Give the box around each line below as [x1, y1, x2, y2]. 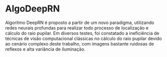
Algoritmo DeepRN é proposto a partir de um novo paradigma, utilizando [5, 19, 154, 25]
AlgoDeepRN [5, 3, 60, 14]
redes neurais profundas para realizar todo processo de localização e [5, 24, 149, 30]
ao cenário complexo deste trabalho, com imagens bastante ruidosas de [5, 40, 154, 46]
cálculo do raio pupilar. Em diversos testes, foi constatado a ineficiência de [5, 30, 159, 36]
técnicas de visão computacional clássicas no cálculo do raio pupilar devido [5, 35, 162, 41]
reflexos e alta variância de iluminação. [5, 46, 86, 52]
